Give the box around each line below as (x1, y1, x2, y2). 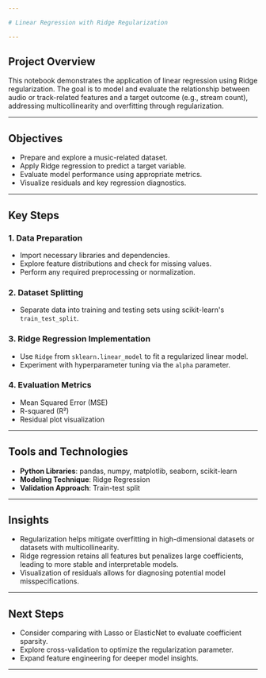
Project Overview (8, 55, 96, 68)
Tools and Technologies (8, 445, 129, 459)
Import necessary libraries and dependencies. (19, 250, 170, 260)
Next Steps (8, 607, 64, 620)
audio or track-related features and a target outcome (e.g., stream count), (8, 93, 249, 102)
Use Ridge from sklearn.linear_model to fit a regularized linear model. (19, 351, 249, 361)
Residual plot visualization (19, 414, 105, 424)
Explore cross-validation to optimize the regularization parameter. (19, 645, 234, 655)
